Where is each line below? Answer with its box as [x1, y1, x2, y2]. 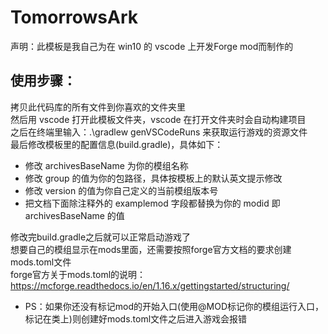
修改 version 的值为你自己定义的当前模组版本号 [24, 184, 219, 196]
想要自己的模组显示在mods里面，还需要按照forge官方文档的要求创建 [10, 243, 292, 255]
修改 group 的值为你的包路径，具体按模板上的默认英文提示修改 [24, 172, 283, 184]
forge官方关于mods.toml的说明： [10, 268, 147, 280]
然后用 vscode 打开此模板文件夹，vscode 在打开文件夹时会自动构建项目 [10, 113, 307, 125]
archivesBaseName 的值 [24, 209, 125, 221]
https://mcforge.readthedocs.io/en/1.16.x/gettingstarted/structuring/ [10, 279, 290, 291]
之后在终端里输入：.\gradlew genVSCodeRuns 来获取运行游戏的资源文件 [10, 126, 308, 138]
